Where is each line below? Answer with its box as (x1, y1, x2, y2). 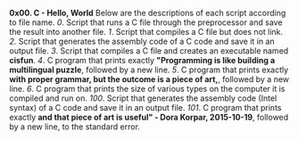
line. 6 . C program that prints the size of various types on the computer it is (9, 84, 286, 94)
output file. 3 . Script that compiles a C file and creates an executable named (9, 46, 289, 56)
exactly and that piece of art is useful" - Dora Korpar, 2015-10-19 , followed (9, 112, 289, 122)
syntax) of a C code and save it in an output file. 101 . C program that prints (9, 103, 282, 112)
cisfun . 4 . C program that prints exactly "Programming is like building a (9, 55, 276, 65)
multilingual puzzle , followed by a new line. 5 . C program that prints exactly (9, 64, 289, 75)
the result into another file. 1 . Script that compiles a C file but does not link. (9, 27, 284, 37)
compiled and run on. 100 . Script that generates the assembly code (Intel (9, 93, 277, 104)
